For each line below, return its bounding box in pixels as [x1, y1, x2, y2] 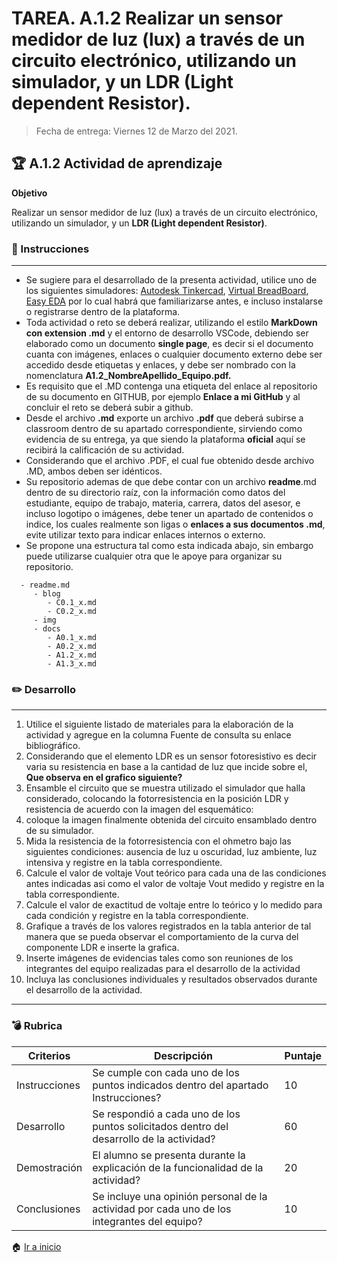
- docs [33, 624, 61, 634]
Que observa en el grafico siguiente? [25, 772, 183, 784]
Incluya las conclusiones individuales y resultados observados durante [25, 973, 318, 986]
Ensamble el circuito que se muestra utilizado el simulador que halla [25, 782, 306, 794]
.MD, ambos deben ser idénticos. [25, 465, 163, 477]
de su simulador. [25, 825, 95, 837]
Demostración [16, 1160, 83, 1174]
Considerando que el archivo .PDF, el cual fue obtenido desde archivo [25, 455, 315, 467]
